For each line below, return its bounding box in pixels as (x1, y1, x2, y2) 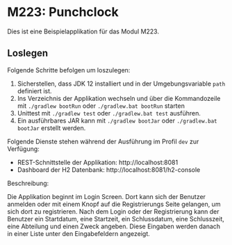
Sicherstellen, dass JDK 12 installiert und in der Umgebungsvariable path (17, 79, 226, 88)
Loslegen (7, 47, 49, 59)
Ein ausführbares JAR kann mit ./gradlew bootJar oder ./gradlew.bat (17, 116, 217, 125)
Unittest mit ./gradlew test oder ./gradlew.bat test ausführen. (17, 109, 201, 117)
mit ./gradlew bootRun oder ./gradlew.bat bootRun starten (17, 102, 185, 110)
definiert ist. (17, 86, 52, 95)
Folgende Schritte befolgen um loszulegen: (7, 65, 131, 74)
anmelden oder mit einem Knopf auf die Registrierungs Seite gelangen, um (7, 200, 221, 208)
